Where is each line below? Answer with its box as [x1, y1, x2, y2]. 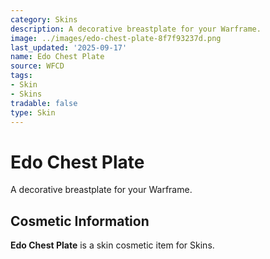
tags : [10, 71, 33, 81]
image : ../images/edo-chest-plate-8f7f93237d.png [10, 33, 222, 43]
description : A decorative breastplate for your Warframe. [10, 24, 262, 34]
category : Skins [10, 14, 78, 25]
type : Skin [10, 107, 56, 118]
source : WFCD [10, 61, 65, 71]
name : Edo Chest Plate [10, 52, 105, 62]
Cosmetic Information [10, 212, 150, 230]
